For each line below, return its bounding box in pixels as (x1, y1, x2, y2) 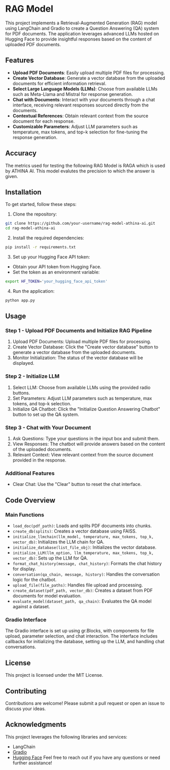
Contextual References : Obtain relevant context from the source (12, 113, 149, 119)
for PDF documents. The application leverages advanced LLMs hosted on (5, 30, 159, 37)
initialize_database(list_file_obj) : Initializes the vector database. (12, 544, 157, 550)
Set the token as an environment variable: (12, 269, 100, 275)
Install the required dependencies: (12, 235, 85, 241)
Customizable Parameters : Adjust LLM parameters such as (12, 123, 138, 129)
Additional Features (5, 470, 55, 477)
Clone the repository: (12, 211, 57, 217)
